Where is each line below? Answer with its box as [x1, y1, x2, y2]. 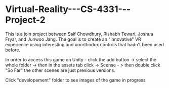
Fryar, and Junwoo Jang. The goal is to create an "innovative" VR [5, 36, 142, 42]
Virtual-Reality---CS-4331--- [5, 4, 131, 15]
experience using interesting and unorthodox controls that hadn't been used [5, 41, 164, 47]
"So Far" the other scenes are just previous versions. [5, 67, 115, 73]
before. [5, 47, 21, 53]
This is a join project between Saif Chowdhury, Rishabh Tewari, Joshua [5, 31, 153, 37]
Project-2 [5, 14, 46, 26]
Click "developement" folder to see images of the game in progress [5, 77, 146, 83]
